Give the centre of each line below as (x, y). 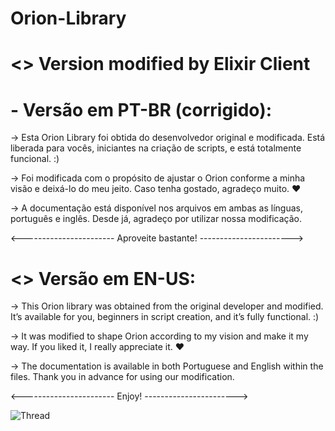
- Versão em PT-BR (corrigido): (141, 109)
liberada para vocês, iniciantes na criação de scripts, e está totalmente (156, 148)
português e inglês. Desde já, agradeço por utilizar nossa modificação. (156, 219)
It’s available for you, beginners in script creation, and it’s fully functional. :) (165, 317)
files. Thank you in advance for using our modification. (122, 377)
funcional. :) (35, 159)
